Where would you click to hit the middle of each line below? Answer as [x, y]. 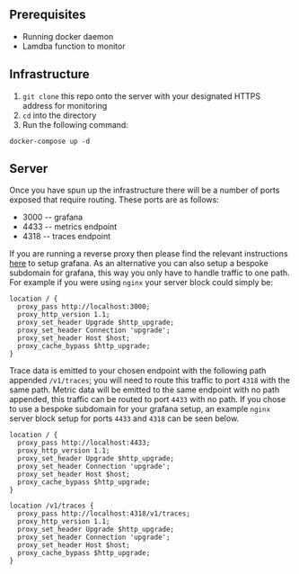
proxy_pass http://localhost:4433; [84, 443]
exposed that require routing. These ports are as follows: [114, 200]
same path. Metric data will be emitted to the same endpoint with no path [145, 390]
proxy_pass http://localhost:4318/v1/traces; [104, 514]
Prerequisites [48, 15]
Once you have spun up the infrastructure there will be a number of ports [145, 190]
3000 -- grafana [53, 217]
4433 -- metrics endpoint [70, 227]
